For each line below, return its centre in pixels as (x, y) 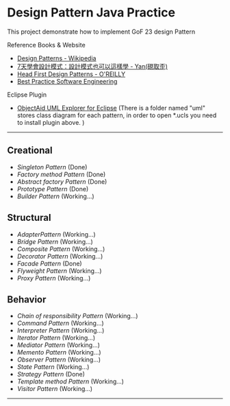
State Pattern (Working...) (53, 367)
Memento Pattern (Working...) (59, 353)
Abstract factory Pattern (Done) (62, 181)
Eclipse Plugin (27, 95)
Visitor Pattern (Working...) (55, 389)
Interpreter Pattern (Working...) (61, 331)
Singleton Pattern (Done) (52, 167)
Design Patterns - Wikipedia (56, 58)
